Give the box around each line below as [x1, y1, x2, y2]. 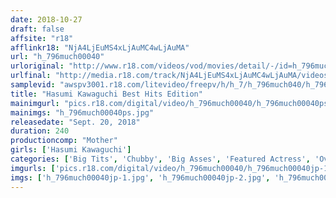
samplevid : [10, 80, 56, 90]
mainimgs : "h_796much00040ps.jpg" [10, 107, 155, 118]
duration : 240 [10, 126, 70, 136]
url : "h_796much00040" [10, 52, 105, 62]
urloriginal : [10, 61, 65, 71]
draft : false [10, 24, 65, 34]
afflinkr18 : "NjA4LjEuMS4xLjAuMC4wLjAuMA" [10, 42, 190, 53]
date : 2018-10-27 [10, 14, 83, 25]
